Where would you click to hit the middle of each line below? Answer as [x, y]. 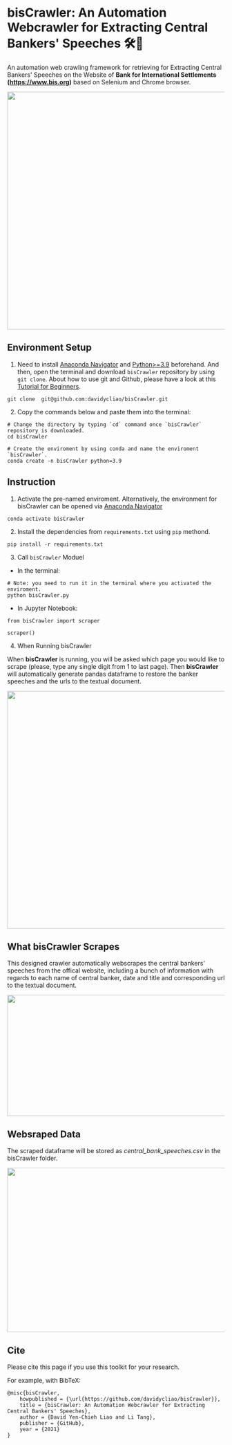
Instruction [31, 482]
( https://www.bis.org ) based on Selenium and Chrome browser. [99, 82]
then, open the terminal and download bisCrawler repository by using [116, 371]
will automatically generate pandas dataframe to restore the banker [103, 674]
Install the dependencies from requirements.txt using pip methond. [114, 531]
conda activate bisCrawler [46, 519]
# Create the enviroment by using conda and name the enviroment [103, 449]
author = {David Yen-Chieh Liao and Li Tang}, [88, 1417]
